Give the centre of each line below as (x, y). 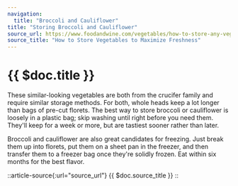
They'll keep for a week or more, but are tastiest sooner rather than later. (113, 126)
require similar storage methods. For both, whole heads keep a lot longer (113, 103)
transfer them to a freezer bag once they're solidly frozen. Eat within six (112, 154)
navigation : (25, 14)
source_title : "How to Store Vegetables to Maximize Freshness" (104, 40)
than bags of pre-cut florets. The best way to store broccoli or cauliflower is (118, 110)
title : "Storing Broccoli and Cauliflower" (73, 27)
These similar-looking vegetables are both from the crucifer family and (110, 95)
